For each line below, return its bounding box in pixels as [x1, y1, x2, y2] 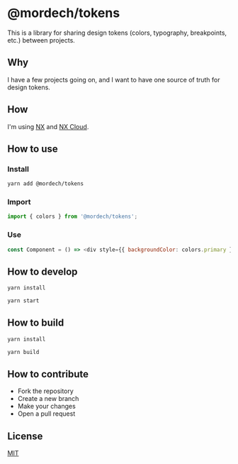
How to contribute [7, 368, 89, 380]
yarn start [7, 297, 40, 304]
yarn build [7, 348, 40, 355]
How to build [7, 317, 64, 329]
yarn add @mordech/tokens [7, 180, 84, 187]
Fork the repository [17, 387, 74, 395]
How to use [7, 143, 58, 155]
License [7, 430, 43, 442]
